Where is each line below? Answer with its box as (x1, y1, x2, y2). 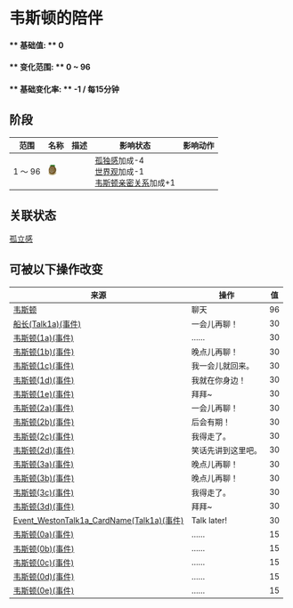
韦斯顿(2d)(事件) (12, 444, 75, 455)
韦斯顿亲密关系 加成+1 (94, 177, 175, 188)
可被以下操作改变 (9, 262, 103, 277)
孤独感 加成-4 (94, 155, 144, 166)
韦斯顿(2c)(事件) (12, 431, 74, 442)
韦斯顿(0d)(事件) (12, 572, 75, 582)
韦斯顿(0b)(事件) (12, 543, 75, 554)
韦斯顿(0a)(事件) (12, 529, 74, 539)
